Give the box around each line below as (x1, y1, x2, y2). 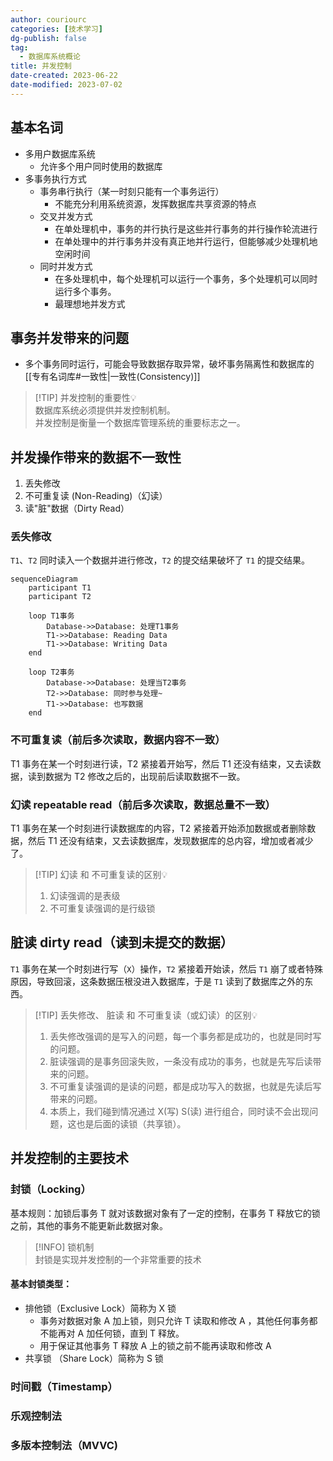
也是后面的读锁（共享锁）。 (76, 1117, 187, 1130)
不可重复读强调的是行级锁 (49, 902, 156, 915)
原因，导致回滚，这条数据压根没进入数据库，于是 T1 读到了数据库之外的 (10, 975, 305, 987)
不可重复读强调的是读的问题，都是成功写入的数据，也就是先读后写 (49, 1080, 322, 1092)
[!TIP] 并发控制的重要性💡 (34, 392, 137, 404)
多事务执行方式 (24, 172, 87, 185)
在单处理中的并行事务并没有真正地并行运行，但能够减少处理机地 (54, 235, 318, 247)
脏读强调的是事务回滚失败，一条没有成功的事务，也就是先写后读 (49, 1055, 313, 1067)
